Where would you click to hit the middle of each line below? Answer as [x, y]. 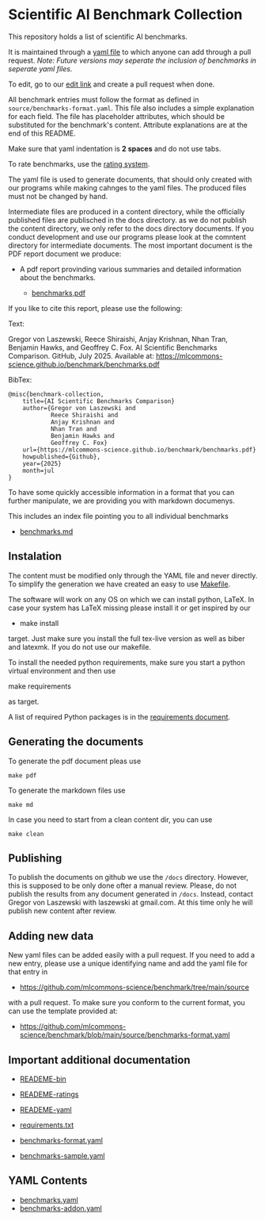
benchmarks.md [46, 531]
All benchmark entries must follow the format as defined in [104, 99]
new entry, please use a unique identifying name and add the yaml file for [128, 964]
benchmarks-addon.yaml [61, 1208]
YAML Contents [48, 1181]
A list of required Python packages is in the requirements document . [119, 716]
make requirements [40, 686]
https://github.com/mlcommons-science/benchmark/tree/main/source [134, 987]
